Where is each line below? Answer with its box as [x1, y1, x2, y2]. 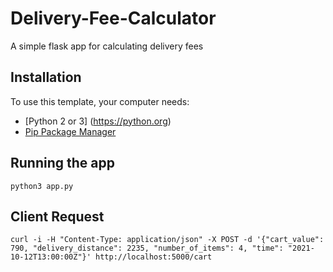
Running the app [10, 155, 115, 172]
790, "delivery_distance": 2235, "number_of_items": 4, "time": [10, 243, 284, 254]
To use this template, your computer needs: [10, 95, 190, 107]
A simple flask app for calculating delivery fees [10, 40, 204, 52]
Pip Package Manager [24, 125, 117, 137]
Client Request [10, 208, 105, 225]
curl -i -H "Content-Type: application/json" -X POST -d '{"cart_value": [10, 235, 325, 245]
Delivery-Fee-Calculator [10, 7, 217, 30]
